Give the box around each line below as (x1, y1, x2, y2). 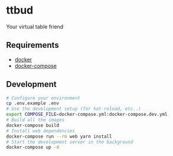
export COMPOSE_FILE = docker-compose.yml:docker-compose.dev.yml (6, 112, 168, 118)
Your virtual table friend (6, 23, 64, 30)
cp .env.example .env (6, 100, 60, 106)
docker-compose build (6, 122, 60, 128)
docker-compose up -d (6, 144, 60, 151)
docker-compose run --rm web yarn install (6, 134, 112, 139)
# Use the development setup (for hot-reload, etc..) (6, 106, 142, 112)
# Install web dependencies (6, 128, 76, 134)
